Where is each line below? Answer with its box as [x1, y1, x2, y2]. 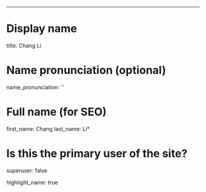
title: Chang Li [6, 42, 42, 49]
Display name [6, 22, 77, 35]
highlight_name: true [6, 179, 58, 186]
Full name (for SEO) [6, 105, 107, 119]
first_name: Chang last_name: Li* [6, 125, 90, 132]
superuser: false [6, 166, 48, 174]
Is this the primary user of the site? [6, 147, 188, 160]
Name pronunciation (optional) [6, 64, 167, 77]
